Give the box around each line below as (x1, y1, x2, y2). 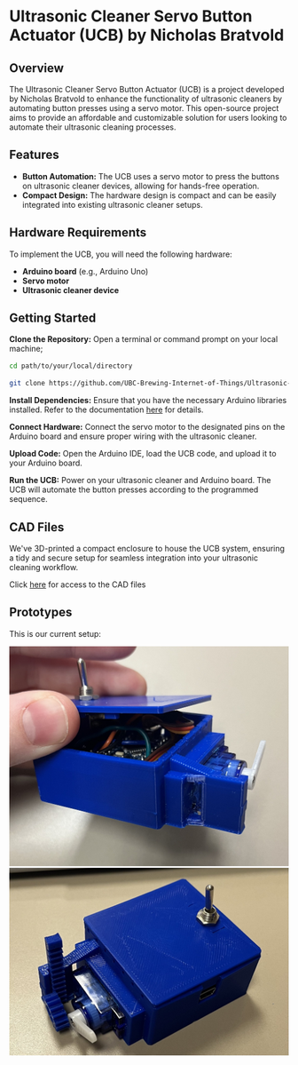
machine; (9, 344, 43, 354)
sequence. (9, 494, 49, 505)
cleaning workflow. (9, 562, 78, 572)
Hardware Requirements (9, 225, 147, 241)
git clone (9, 379, 46, 388)
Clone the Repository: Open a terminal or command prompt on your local (9, 334, 278, 345)
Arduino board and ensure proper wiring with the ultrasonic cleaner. (9, 431, 257, 441)
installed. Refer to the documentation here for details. (9, 404, 204, 415)
